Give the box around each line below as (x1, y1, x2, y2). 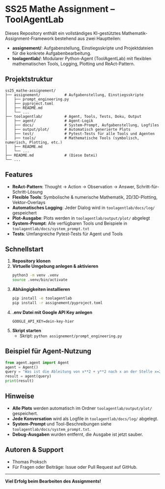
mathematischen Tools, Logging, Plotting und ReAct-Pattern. (12, 61, 135, 67)
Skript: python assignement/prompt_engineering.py (19, 333, 122, 339)
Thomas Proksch (12, 458, 47, 464)
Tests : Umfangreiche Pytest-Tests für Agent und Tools (12, 231, 123, 237)
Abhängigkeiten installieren (12, 286, 70, 292)
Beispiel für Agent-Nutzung (5, 347, 92, 355)
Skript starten (12, 327, 42, 333)
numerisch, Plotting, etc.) (5, 140, 63, 145)
